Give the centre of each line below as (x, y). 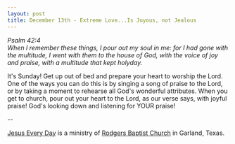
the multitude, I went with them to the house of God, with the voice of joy (113, 55)
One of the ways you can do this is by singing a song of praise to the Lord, (115, 83)
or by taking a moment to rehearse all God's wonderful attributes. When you (118, 91)
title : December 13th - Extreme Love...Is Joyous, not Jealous (102, 20)
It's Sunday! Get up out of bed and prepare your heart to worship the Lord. (115, 76)
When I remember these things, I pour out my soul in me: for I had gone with (118, 48)
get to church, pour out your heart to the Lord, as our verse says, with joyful (117, 98)
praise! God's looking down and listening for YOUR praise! (91, 106)
